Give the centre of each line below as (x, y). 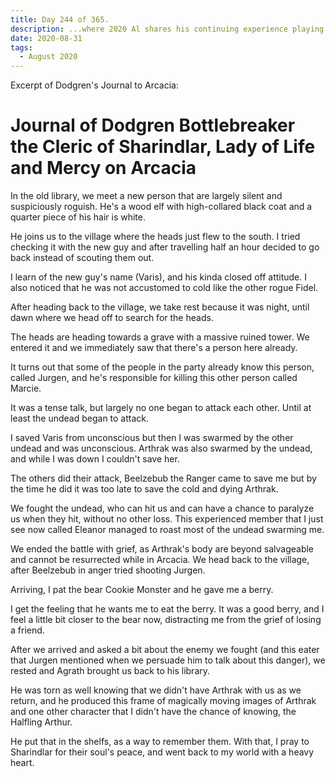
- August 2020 (48, 57)
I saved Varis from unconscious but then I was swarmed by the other (152, 438)
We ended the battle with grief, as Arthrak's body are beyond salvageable (162, 549)
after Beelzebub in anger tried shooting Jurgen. (108, 570)
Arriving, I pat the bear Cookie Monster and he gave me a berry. (142, 590)
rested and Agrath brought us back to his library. (110, 671)
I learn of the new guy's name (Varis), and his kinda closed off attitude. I (159, 277)
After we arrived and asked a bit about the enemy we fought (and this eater (165, 650)
